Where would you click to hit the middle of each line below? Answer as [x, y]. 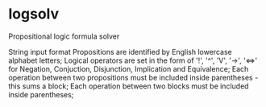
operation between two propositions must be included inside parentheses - [133, 77]
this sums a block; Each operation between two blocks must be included [129, 86]
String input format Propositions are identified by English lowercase [120, 51]
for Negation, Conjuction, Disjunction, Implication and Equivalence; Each [129, 68]
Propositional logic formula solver [64, 36]
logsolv [33, 14]
